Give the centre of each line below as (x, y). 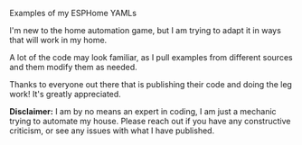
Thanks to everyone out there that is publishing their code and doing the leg (151, 84)
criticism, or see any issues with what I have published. (112, 131)
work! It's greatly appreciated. (66, 94)
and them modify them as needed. (73, 67)
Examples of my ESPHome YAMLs (73, 13)
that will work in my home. (58, 40)
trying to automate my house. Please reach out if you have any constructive (150, 121)
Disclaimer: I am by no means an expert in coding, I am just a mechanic (143, 111)
